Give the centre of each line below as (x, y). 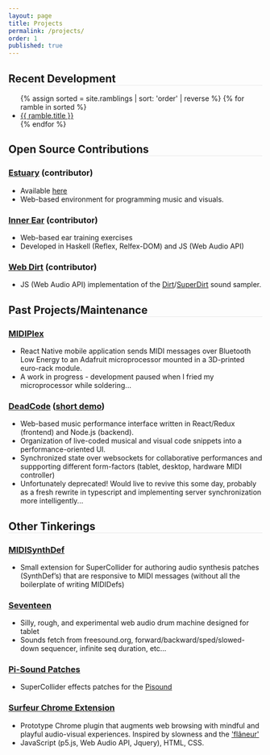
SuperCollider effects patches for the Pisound (96, 687)
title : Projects (35, 23)
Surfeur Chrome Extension (62, 708)
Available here (44, 190)
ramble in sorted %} (53, 106)
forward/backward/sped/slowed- (190, 640)
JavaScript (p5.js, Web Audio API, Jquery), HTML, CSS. (112, 742)
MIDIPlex (26, 333)
